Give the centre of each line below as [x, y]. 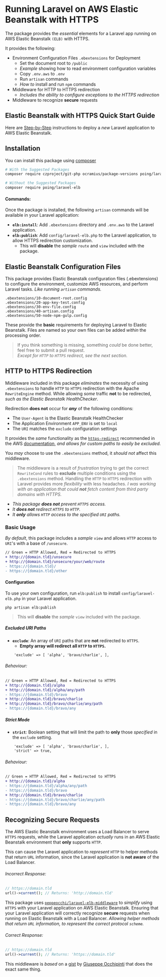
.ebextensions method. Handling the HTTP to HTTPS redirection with [84, 478]
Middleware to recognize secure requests [55, 100]
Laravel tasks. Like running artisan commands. [53, 289]
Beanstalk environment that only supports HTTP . [54, 842]
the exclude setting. [32, 737]
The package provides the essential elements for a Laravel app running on [81, 33]
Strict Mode [18, 720]
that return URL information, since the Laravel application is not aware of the [82, 857]
